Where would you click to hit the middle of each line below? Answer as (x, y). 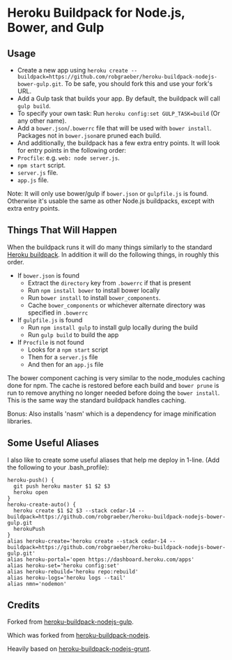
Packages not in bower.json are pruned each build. (89, 135)
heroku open (31, 492)
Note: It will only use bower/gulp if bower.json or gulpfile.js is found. (108, 194)
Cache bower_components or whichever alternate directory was (116, 305)
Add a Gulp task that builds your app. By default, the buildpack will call (119, 98)
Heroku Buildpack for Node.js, (96, 13)
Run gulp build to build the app (73, 335)
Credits (24, 605)
